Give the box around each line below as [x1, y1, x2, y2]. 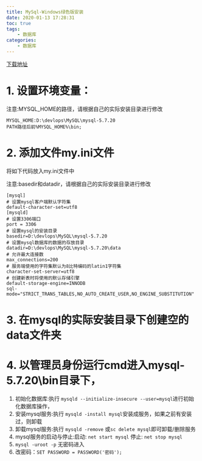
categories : [6, 37, 37, 43]
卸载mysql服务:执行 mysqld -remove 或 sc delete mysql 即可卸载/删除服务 [15, 425, 196, 432]
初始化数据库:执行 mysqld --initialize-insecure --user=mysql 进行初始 [15, 395, 195, 402]
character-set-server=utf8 [6, 269, 75, 275]
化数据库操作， [15, 403, 53, 410]
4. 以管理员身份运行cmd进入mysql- [6, 359, 185, 372]
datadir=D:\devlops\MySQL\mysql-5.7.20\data [6, 245, 121, 251]
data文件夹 [6, 328, 62, 342]
